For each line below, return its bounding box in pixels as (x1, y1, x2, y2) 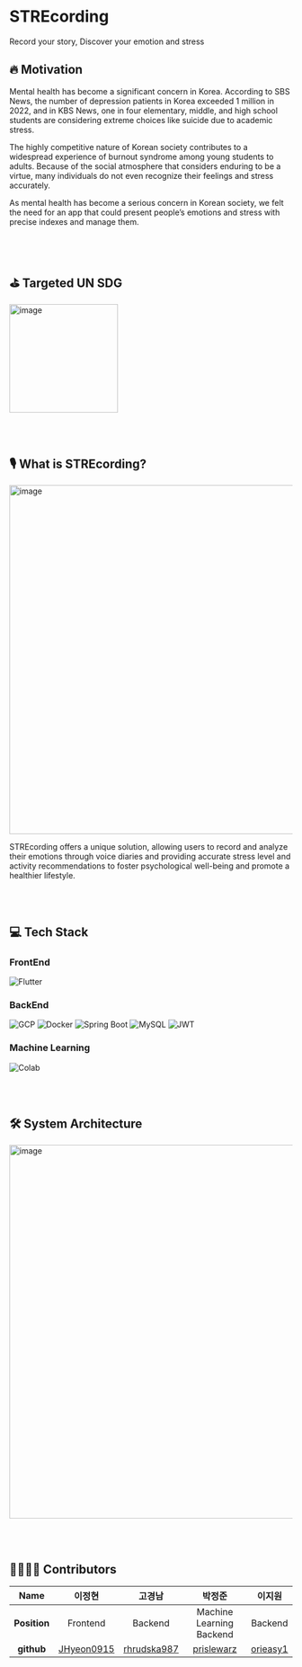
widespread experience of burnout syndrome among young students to (9, 151, 274, 162)
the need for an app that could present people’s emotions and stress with (9, 207, 280, 218)
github (17, 1643, 47, 1655)
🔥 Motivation (9, 62, 84, 77)
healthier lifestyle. (9, 870, 76, 881)
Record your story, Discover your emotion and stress (9, 36, 205, 47)
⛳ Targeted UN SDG (9, 276, 123, 291)
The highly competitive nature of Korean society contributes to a (9, 141, 248, 152)
